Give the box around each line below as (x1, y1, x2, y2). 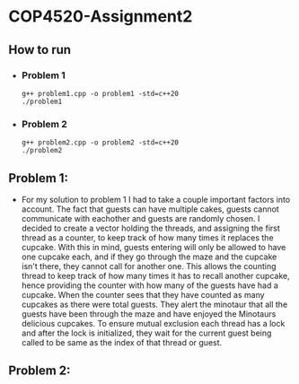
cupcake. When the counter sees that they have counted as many (21, 289, 266, 300)
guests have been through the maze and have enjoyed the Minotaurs (21, 308, 277, 319)
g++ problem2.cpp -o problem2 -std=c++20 (21, 138, 179, 147)
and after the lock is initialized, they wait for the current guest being (21, 327, 272, 338)
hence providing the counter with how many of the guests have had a (21, 280, 279, 291)
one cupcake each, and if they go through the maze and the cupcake (21, 251, 277, 262)
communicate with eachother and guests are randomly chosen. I (21, 213, 260, 223)
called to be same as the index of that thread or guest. (21, 336, 223, 347)
